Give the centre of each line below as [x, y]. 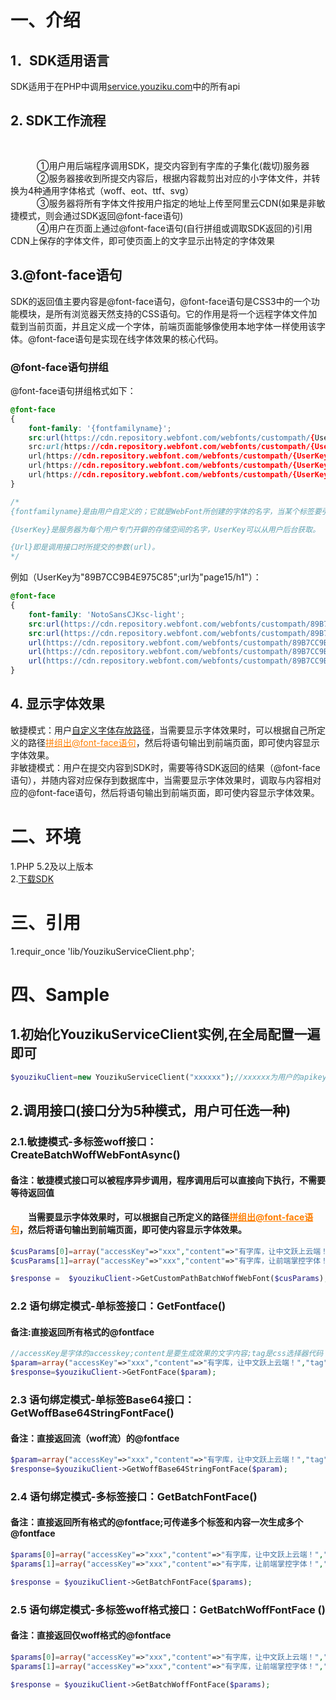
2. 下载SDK [32, 878]
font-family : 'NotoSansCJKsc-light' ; [107, 614]
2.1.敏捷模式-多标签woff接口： [84, 1141]
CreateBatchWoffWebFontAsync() [95, 1154]
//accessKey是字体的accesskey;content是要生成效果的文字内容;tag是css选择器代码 [167, 1354]
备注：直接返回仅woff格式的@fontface [91, 1635]
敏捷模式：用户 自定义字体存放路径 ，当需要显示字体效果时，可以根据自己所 [163, 730]
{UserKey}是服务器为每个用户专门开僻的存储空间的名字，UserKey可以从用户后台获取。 [165, 529]
